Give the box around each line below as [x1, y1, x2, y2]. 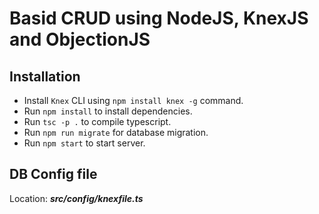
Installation [9, 68, 81, 85]
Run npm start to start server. [23, 137, 146, 149]
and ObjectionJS [9, 28, 151, 51]
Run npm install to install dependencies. [23, 105, 193, 117]
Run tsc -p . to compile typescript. [23, 116, 172, 127]
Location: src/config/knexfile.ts [9, 192, 144, 204]
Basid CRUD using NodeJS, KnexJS [9, 7, 309, 30]
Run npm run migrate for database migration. [23, 127, 209, 138]
